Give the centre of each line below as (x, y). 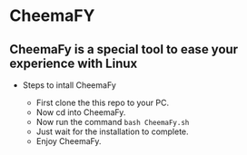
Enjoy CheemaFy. (69, 141)
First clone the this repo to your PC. (103, 102)
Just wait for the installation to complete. (112, 131)
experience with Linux (74, 63)
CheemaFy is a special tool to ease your (124, 49)
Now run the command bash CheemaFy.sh (113, 122)
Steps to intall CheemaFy (69, 85)
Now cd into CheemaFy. (81, 112)
